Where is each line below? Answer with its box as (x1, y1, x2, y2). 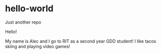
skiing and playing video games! (5, 43, 70, 49)
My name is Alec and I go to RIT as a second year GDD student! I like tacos (5, 38, 156, 44)
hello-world (5, 3, 54, 14)
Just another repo (5, 19, 42, 25)
